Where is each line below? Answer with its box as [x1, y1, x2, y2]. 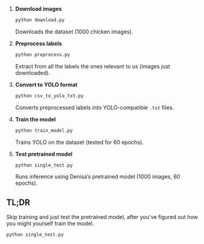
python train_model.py [15, 127, 73, 134]
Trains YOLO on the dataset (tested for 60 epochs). [15, 138, 144, 146]
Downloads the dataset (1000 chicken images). [15, 27, 133, 35]
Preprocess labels [15, 40, 62, 47]
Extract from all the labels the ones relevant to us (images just [15, 62, 171, 70]
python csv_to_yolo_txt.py [15, 93, 84, 99]
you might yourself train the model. [6, 220, 94, 228]
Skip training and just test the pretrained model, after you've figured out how [6, 213, 199, 221]
